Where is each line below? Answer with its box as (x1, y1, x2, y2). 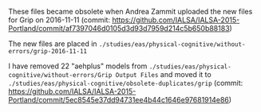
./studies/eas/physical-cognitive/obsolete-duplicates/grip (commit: (8, 79, 243, 87)
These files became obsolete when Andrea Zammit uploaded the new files (8, 7, 253, 16)
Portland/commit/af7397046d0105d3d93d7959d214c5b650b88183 (8, 24, 230, 33)
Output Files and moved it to (115, 70, 212, 79)
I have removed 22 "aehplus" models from (8, 61, 148, 71)
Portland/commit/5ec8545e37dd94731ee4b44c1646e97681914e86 (8, 95, 230, 104)
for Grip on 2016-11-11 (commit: (8, 15, 110, 25)
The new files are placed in (8, 39, 97, 48)
